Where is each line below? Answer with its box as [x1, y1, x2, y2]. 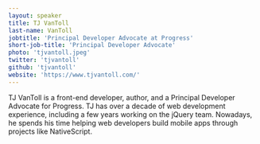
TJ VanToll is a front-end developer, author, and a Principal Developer [8, 92, 236, 102]
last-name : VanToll [8, 26, 73, 34]
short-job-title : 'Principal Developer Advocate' [8, 41, 177, 49]
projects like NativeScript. [8, 126, 93, 136]
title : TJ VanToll [8, 19, 69, 27]
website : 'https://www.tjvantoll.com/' [8, 71, 141, 79]
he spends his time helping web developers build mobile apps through [8, 118, 239, 127]
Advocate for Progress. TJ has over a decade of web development [8, 101, 226, 111]
